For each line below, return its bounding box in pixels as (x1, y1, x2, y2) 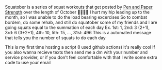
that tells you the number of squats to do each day (5, 35, 106, 41)
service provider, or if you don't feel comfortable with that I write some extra (5, 55, 158, 60)
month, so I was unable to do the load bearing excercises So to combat (5, 14, 147, 20)
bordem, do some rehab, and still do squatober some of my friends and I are (5, 19, 158, 25)
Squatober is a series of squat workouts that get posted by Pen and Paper (5, 4, 153, 10)
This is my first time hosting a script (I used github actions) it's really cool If (5, 44, 155, 50)
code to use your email (5, 60, 51, 65)
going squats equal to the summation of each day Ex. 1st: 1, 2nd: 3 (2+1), (5, 25, 150, 30)
